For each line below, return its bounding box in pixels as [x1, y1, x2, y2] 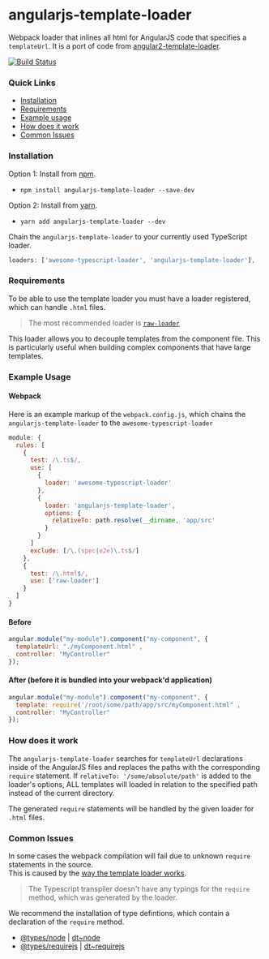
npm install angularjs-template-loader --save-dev [19, 186, 195, 194]
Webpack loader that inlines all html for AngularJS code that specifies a [8, 32, 247, 42]
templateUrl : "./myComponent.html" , [15, 643, 143, 651]
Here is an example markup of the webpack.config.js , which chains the [8, 409, 246, 419]
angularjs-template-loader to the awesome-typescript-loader [8, 418, 213, 428]
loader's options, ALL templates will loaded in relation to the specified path [8, 779, 258, 789]
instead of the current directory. [8, 788, 115, 798]
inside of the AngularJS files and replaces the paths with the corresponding [8, 762, 261, 772]
